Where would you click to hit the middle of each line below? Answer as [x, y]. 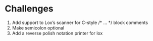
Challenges [29, 9]
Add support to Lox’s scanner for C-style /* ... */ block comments [80, 22]
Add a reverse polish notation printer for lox [57, 33]
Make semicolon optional [38, 27]
